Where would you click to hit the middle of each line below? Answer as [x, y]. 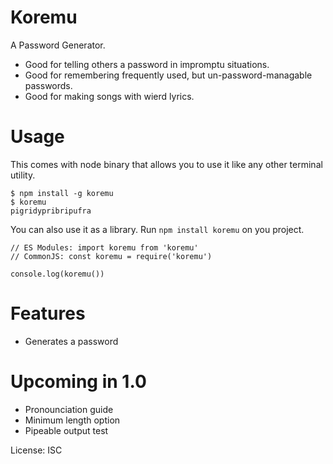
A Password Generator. [58, 45]
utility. [23, 175]
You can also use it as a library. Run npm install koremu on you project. [157, 229]
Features [48, 313]
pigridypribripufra [51, 211]
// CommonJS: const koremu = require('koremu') [111, 256]
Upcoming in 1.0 [78, 382]
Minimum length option [72, 420]
